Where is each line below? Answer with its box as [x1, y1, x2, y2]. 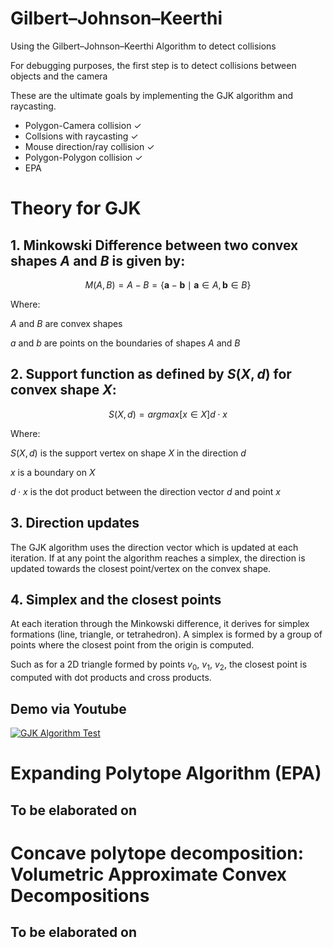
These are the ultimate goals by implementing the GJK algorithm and [10, 89, 294, 101]
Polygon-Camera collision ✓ [24, 119, 142, 131]
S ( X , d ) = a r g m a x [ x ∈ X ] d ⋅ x [108, 408, 228, 420]
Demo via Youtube [10, 700, 127, 717]
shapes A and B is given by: [10, 252, 186, 269]
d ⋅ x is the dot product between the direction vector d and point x [10, 485, 281, 497]
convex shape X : [10, 382, 117, 399]
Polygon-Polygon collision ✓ [24, 151, 143, 163]
